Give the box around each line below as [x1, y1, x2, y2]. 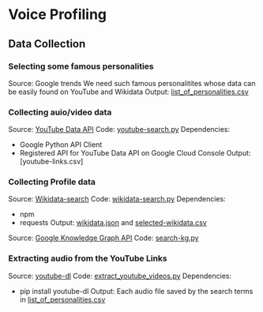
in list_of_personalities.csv [19, 295, 106, 304]
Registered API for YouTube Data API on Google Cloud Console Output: [19, 148, 251, 158]
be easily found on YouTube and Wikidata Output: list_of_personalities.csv [8, 87, 249, 96]
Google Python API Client [19, 140, 103, 149]
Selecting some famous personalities [8, 61, 154, 72]
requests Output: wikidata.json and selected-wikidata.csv [19, 218, 207, 227]
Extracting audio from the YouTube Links [8, 253, 167, 264]
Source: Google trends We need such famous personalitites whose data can [8, 78, 256, 88]
